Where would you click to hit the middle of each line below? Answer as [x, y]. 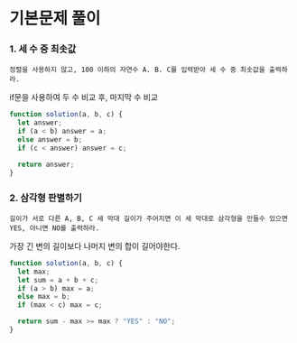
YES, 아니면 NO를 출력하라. [55, 228]
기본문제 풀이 [55, 19]
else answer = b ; [50, 140]
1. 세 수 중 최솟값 [43, 49]
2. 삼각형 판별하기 [46, 198]
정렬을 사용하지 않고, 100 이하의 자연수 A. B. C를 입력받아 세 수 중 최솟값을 [137, 70]
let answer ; [40, 123]
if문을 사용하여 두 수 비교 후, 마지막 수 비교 [84, 97]
